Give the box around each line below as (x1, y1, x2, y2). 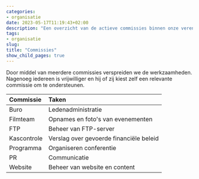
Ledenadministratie (48, 105, 102, 113)
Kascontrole (9, 134, 43, 142)
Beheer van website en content (48, 163, 135, 171)
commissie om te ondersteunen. (6, 81, 85, 89)
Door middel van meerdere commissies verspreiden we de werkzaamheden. (6, 69, 192, 76)
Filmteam (9, 115, 35, 123)
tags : (6, 31, 20, 37)
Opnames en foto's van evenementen (48, 115, 153, 123)
